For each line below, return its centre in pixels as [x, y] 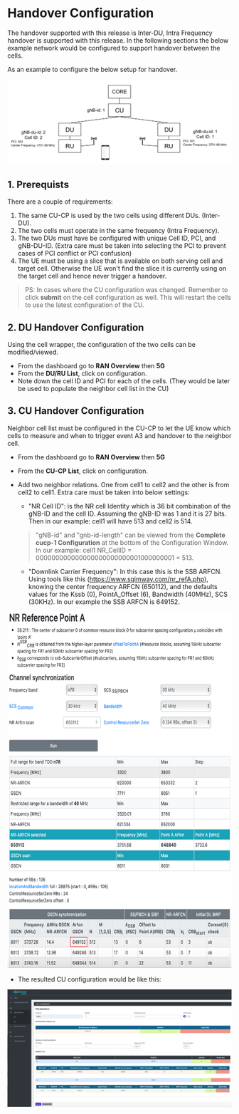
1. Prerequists [38, 184]
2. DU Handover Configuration [76, 327]
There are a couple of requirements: [60, 202]
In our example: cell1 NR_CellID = [84, 550]
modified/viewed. [33, 352]
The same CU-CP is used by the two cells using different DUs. [109, 216]
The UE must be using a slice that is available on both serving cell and [120, 261]
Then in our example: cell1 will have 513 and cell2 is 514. [111, 521]
